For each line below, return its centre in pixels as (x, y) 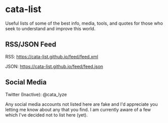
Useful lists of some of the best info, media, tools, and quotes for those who (84, 23)
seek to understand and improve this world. (50, 28)
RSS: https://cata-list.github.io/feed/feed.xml (52, 56)
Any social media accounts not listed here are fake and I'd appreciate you (81, 104)
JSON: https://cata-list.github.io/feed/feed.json (54, 66)
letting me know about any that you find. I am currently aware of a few (78, 109)
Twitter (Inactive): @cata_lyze (36, 94)
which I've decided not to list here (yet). (47, 115)
